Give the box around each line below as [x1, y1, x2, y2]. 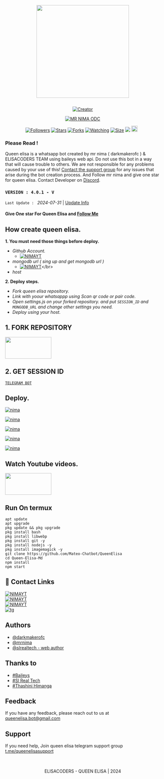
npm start [5, 564, 26, 570]
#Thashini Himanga [12, 682, 52, 688]
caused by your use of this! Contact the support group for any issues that [5, 167, 154, 173]
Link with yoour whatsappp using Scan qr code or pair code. [12, 293, 136, 299]
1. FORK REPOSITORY [5, 324, 72, 332]
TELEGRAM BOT [5, 381, 32, 386]
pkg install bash [5, 530, 41, 535]
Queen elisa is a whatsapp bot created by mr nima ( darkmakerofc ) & [5, 151, 146, 157]
